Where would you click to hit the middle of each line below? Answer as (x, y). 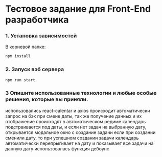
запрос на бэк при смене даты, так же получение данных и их (74, 116)
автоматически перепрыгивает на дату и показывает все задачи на (79, 143)
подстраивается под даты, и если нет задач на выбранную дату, (76, 127)
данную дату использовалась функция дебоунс (57, 148)
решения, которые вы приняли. (47, 99)
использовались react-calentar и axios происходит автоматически (78, 110)
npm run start (20, 80)
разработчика (37, 20)
